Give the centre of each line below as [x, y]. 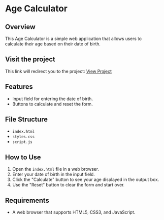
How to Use [23, 157]
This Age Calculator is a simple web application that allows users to [73, 38]
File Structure [26, 120]
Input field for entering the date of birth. [52, 99]
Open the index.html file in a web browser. [56, 169]
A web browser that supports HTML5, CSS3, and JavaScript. [74, 212]
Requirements [27, 200]
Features [19, 87]
